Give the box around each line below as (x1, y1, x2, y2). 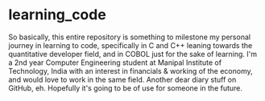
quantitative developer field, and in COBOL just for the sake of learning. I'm (8, 49, 258, 59)
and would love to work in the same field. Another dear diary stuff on (8, 75, 237, 84)
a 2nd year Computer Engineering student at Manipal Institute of (8, 58, 222, 67)
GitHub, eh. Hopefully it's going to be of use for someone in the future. (8, 83, 243, 93)
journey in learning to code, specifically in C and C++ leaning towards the (8, 40, 253, 50)
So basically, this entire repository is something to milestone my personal (8, 32, 251, 42)
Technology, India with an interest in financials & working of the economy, (8, 66, 254, 75)
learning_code (8, 6, 106, 24)
